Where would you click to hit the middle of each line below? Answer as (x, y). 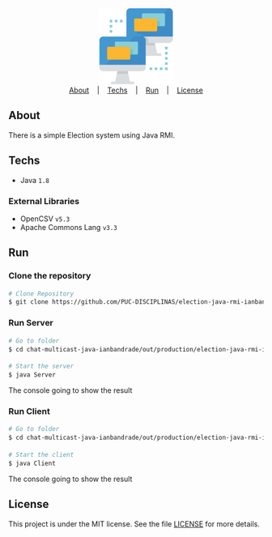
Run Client (29, 411)
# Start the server (41, 367)
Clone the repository (50, 276)
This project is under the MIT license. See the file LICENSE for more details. (134, 524)
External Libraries (44, 201)
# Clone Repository (41, 294)
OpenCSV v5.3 (45, 219)
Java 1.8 (35, 180)
